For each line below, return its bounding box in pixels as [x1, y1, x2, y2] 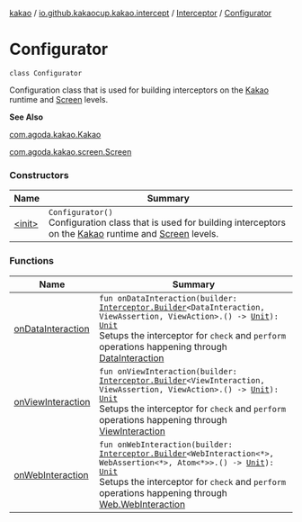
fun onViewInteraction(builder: [98, 366, 238, 376]
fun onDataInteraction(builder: [98, 292, 238, 303]
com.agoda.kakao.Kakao [9, 129, 102, 139]
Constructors [9, 168, 69, 181]
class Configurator [9, 68, 83, 77]
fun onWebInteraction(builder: [98, 439, 234, 449]
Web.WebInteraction [98, 498, 186, 510]
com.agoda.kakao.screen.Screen [9, 146, 132, 157]
